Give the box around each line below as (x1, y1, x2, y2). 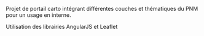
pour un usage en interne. (6, 11, 71, 19)
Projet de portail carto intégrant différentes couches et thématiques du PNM (6, 5, 198, 12)
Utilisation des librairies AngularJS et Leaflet (6, 23, 118, 30)
